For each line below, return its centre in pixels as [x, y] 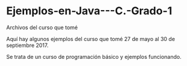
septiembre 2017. [27, 45]
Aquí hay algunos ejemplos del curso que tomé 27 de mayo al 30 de [91, 39]
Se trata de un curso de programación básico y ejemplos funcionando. [94, 56]
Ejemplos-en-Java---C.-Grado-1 [89, 11]
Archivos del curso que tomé [42, 27]
